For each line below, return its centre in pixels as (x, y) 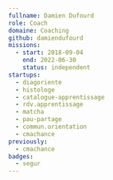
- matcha (30, 112)
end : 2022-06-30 (50, 61)
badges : (21, 156)
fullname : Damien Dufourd (51, 16)
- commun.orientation (51, 127)
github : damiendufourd (46, 38)
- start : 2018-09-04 (49, 53)
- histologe (35, 90)
